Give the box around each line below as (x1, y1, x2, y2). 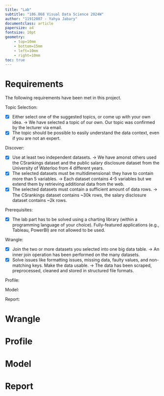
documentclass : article (5, 21, 54, 26)
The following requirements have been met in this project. (5, 95, 121, 101)
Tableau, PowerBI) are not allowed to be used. (12, 227, 105, 233)
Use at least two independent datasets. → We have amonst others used (12, 154, 157, 160)
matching (12, 262, 31, 268)
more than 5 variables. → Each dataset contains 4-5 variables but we (12, 176, 152, 182)
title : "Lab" (5, 7, 32, 12)
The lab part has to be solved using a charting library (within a (12, 216, 138, 222)
